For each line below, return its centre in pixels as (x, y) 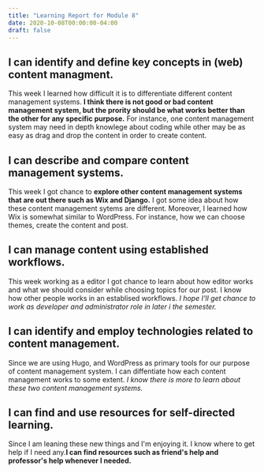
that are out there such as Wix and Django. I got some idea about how (123, 200)
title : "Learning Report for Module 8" (74, 15)
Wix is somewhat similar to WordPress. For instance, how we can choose (127, 217)
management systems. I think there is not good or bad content (111, 102)
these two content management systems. (76, 388)
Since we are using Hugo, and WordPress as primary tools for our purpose (129, 362)
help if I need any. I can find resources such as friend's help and (113, 452)
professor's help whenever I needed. (70, 461)
